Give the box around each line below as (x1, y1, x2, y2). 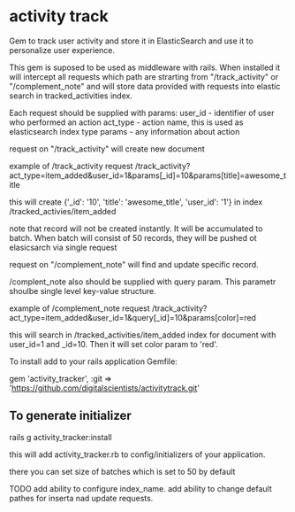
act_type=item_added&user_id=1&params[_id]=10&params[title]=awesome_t (9, 170, 287, 181)
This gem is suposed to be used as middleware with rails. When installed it (9, 62, 281, 73)
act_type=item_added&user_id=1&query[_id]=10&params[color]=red (9, 312, 256, 322)
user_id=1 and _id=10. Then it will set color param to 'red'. (9, 338, 219, 349)
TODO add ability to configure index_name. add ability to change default (9, 483, 272, 493)
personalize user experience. (9, 44, 116, 55)
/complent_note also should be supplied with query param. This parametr (9, 276, 276, 287)
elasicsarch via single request (9, 242, 117, 252)
